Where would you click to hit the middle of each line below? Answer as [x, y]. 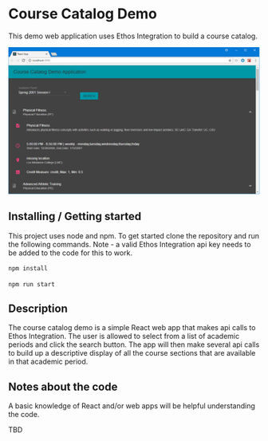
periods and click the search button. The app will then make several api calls [134, 345]
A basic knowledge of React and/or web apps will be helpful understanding [132, 406]
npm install [28, 268]
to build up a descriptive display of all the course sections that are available [132, 353]
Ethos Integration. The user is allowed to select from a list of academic [124, 337]
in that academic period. [48, 362]
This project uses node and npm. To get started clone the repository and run [134, 235]
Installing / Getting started [75, 217]
